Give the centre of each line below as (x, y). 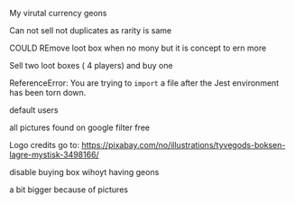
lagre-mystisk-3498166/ (54, 154)
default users (34, 110)
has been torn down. (48, 93)
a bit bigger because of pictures (69, 190)
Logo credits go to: (44, 145)
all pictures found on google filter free (80, 127)
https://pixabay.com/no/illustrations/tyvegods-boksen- (183, 145)
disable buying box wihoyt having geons (84, 172)
